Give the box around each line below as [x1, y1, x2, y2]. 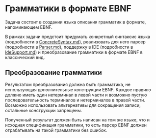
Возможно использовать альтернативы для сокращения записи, [5, 102, 141, 108]
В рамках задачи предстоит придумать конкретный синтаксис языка [5, 34, 151, 39]
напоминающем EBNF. [5, 24, 53, 30]
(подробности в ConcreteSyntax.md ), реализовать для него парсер [5, 39, 146, 44]
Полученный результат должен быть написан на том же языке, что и [5, 117, 150, 122]
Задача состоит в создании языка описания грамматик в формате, [5, 19, 146, 25]
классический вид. [5, 54, 45, 60]
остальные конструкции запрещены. [5, 107, 82, 113]
